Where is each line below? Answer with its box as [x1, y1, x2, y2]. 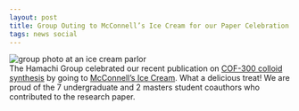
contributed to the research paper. [9, 91, 136, 102]
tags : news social [9, 29, 78, 38]
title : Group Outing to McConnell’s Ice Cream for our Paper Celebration [9, 21, 290, 30]
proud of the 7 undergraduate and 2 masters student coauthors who [9, 82, 261, 93]
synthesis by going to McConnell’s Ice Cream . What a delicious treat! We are [9, 73, 290, 83]
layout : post [9, 12, 58, 22]
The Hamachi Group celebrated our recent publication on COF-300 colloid [9, 63, 283, 74]
